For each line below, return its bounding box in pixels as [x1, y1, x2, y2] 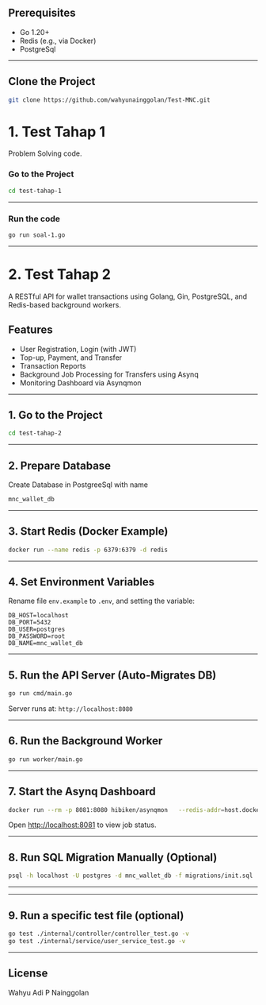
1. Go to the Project [8, 408, 103, 422]
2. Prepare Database [8, 458, 112, 472]
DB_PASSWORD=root [8, 632, 66, 640]
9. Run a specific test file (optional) [8, 909, 184, 922]
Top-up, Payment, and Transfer [19, 353, 123, 362]
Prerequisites [8, 6, 76, 20]
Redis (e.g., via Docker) [19, 36, 97, 45]
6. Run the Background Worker [8, 734, 163, 748]
